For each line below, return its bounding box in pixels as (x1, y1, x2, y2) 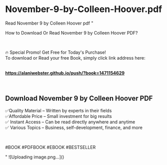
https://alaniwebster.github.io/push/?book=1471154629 (5, 70, 125, 76)
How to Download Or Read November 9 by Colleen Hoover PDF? (5, 30, 138, 36)
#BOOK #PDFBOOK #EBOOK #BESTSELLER (5, 144, 96, 150)
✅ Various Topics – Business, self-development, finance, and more (5, 124, 142, 130)
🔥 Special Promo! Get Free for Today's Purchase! (5, 49, 106, 55)
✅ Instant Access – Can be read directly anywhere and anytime (5, 119, 135, 125)
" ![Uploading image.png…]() (5, 154, 64, 160)
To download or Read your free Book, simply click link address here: (5, 55, 146, 61)
